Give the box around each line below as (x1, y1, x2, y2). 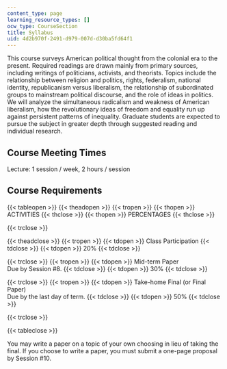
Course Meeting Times (7, 147, 107, 158)
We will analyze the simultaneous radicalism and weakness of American (7, 98, 210, 106)
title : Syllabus (7, 29, 53, 36)
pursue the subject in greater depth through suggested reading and (7, 120, 197, 128)
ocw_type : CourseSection (7, 23, 78, 29)
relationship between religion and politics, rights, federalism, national (7, 76, 201, 84)
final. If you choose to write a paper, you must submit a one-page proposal (7, 346, 217, 355)
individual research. (7, 127, 63, 136)
